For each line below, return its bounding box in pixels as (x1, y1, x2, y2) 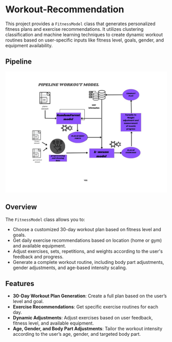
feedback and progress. (12, 253, 64, 260)
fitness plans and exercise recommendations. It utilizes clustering (5, 26, 144, 32)
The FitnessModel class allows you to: (5, 216, 85, 222)
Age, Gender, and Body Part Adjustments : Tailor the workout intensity (12, 326, 163, 332)
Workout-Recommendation (5, 4, 124, 15)
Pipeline (5, 58, 32, 66)
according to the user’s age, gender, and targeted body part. (12, 331, 141, 337)
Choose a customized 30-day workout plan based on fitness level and (12, 226, 161, 232)
